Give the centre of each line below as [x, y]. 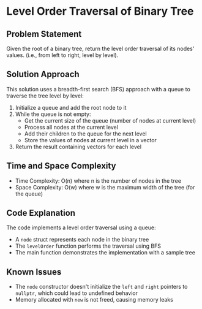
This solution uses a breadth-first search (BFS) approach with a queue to [99, 89]
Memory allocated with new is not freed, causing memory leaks [94, 300]
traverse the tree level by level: [45, 96]
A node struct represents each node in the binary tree [82, 240]
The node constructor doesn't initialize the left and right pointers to [101, 287]
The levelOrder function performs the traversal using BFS [88, 246]
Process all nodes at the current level [71, 127]
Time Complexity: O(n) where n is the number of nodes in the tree [98, 181]
